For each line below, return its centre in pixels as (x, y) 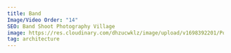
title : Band (24, 13)
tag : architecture (33, 39)
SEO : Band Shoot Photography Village (61, 26)
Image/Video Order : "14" (43, 20)
